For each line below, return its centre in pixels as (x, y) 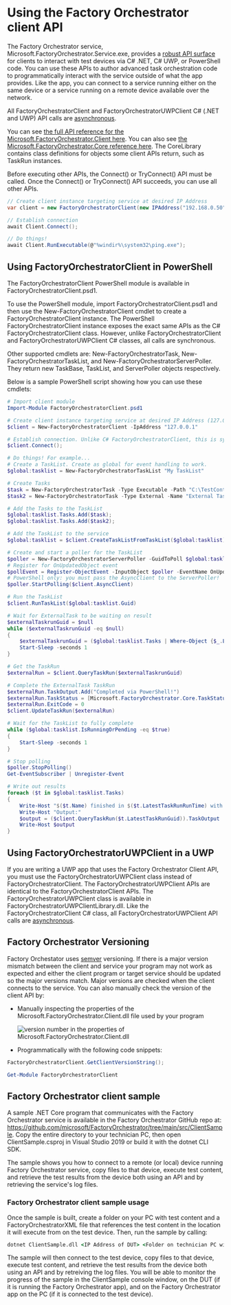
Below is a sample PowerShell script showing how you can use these (105, 382)
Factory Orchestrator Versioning (78, 942)
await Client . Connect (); (43, 226)
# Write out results (37, 787)
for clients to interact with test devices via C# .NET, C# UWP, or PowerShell (114, 61)
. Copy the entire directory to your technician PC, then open (97, 1135)
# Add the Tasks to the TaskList (55, 508)
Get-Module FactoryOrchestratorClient (63, 1075)
